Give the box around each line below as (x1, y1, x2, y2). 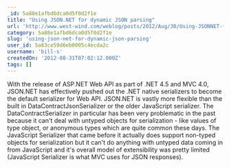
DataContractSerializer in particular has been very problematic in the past (7, 109, 216, 117)
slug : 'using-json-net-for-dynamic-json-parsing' (7, 36, 153, 43)
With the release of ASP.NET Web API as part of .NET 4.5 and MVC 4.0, (7, 80, 210, 88)
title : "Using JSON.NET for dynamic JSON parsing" (7, 16, 155, 23)
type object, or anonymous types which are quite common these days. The (7, 123, 220, 132)
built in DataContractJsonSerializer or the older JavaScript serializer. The (7, 101, 214, 110)
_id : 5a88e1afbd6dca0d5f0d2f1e (7, 10, 97, 17)
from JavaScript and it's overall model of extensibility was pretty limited (7, 145, 210, 154)
